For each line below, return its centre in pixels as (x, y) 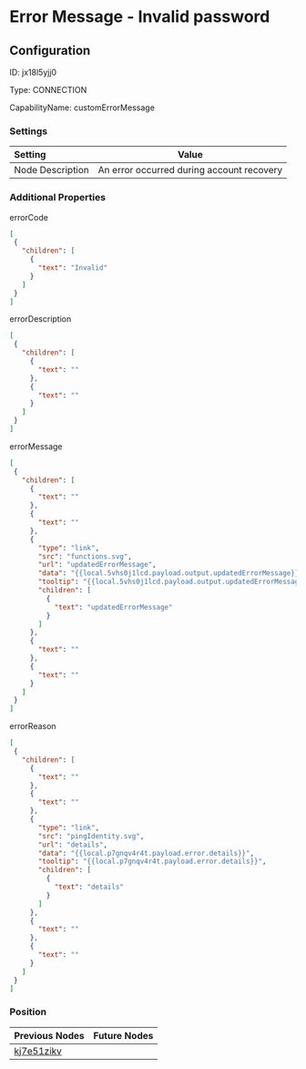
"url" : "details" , (72, 845)
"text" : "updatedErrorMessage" (113, 607)
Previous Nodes (49, 1035)
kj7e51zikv (38, 1051)
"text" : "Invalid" (72, 268)
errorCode (29, 217)
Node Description (51, 170)
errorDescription (41, 319)
